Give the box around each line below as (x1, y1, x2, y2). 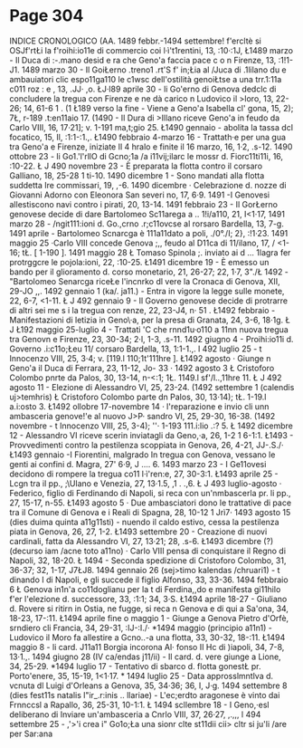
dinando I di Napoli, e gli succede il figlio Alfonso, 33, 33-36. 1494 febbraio (9, 574, 289, 585)
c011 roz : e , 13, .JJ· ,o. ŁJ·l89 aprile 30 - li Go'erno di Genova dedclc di (9, 83, 277, 94)
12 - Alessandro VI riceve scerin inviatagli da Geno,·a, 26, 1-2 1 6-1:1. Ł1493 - (9, 429, 294, 440)
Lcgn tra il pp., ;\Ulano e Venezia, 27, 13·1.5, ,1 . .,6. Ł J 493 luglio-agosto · (9, 477, 282, 489)
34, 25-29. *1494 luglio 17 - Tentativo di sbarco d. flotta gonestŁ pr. (9, 660, 261, 671)
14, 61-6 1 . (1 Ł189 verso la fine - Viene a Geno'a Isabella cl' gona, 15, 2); (24, 102, 294, 113)
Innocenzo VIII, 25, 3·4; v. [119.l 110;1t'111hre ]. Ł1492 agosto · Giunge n (9, 352, 271, 363)
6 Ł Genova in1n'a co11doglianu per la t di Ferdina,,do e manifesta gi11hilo (9, 583, 281, 594)
